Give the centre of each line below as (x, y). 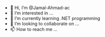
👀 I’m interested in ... (32, 13)
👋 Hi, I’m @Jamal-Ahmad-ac (40, 8)
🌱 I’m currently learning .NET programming (55, 18)
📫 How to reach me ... (34, 29)
